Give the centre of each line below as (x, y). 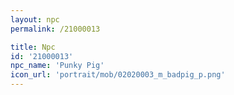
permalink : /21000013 (55, 29)
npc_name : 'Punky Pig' (57, 66)
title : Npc (33, 47)
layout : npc (35, 19)
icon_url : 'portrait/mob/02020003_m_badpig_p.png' (118, 75)
